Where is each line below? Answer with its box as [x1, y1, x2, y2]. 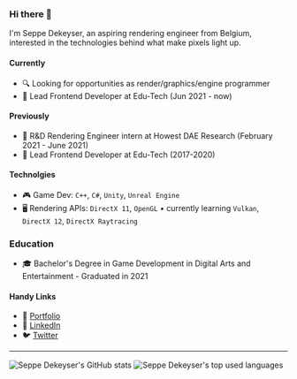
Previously [9, 110, 50, 122]
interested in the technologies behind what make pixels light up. [9, 37, 241, 48]
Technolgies [9, 170, 56, 180]
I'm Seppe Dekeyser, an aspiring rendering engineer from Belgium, [9, 28, 252, 39]
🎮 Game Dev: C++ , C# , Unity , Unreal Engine [21, 189, 180, 200]
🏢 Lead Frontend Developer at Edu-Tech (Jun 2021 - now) [21, 90, 232, 101]
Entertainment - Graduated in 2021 [21, 271, 148, 282]
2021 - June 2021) [21, 140, 89, 150]
